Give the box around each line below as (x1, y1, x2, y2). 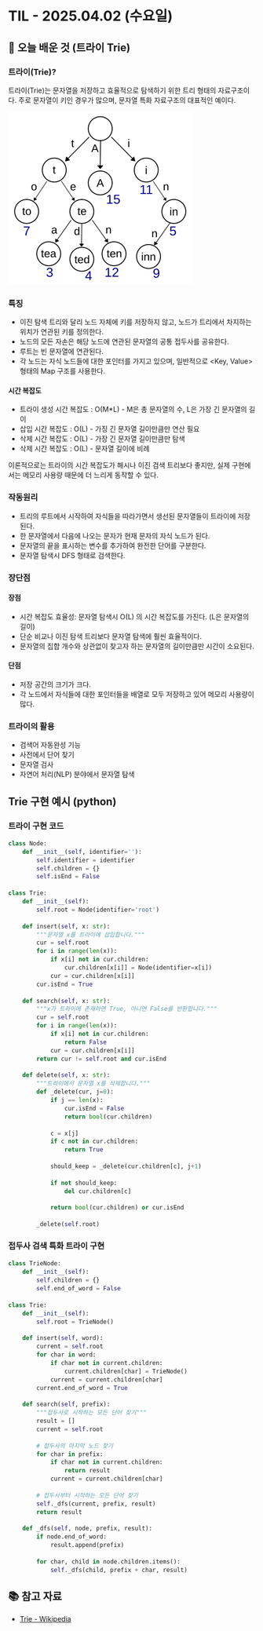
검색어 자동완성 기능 (19, 740, 81, 750)
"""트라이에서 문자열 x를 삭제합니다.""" (36, 1080, 151, 1088)
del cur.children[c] (64, 1187, 132, 1195)
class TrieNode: (8, 1260, 61, 1268)
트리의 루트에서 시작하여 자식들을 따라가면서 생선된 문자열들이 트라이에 (19, 511, 236, 520)
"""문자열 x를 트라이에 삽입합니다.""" (36, 931, 145, 939)
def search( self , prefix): (22, 1400, 111, 1409)
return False (64, 1038, 108, 1046)
